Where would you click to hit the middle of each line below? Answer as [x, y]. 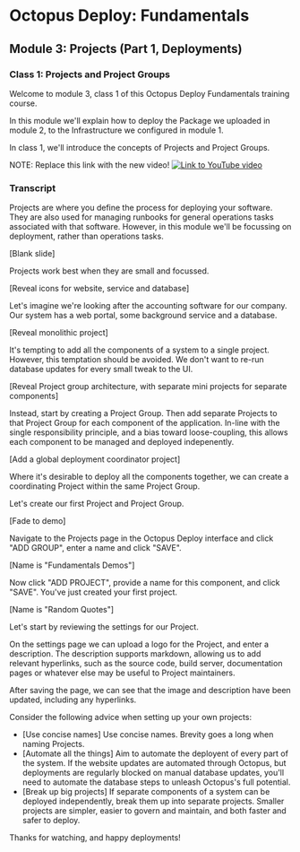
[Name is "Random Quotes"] [62, 610]
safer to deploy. [51, 821]
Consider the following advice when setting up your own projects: [131, 717]
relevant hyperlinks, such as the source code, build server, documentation [146, 664]
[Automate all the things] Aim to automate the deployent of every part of [155, 753]
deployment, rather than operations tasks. [86, 236]
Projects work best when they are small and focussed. [109, 271]
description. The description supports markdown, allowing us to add [135, 654]
